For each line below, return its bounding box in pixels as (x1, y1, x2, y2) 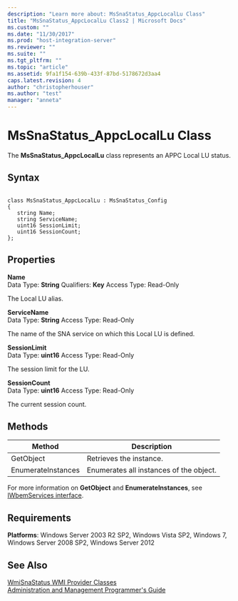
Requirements (7, 512, 71, 524)
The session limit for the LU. (7, 365, 90, 373)
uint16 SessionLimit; (16, 222, 81, 229)
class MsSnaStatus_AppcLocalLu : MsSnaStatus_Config (7, 197, 167, 204)
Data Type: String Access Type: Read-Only (7, 315, 135, 324)
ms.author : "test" (7, 90, 62, 97)
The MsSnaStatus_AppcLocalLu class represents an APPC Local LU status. (7, 151, 232, 159)
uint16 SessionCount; (16, 228, 81, 236)
